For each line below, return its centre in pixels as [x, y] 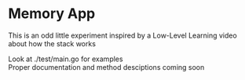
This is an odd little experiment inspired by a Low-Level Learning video [122, 35]
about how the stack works [52, 43]
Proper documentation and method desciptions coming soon [106, 67]
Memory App [52, 14]
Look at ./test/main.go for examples [66, 59]
